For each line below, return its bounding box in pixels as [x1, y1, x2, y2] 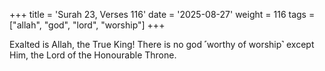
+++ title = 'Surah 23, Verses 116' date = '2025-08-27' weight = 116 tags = [9, 9, 316, 20]
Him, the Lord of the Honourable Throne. [9, 49, 177, 61]
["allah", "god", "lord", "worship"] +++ [9, 19, 166, 31]
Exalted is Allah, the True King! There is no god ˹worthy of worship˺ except [9, 39, 315, 50]
